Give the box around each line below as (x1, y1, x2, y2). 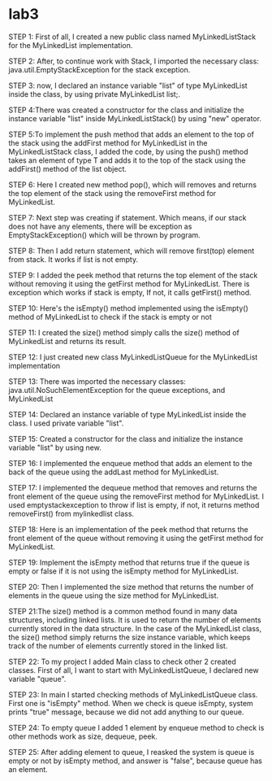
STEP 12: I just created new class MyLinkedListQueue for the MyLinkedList (8, 351, 258, 362)
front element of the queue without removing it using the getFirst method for (8, 533, 264, 543)
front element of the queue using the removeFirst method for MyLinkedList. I (8, 491, 265, 501)
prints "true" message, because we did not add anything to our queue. (8, 707, 244, 717)
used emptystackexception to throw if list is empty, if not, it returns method (8, 500, 260, 509)
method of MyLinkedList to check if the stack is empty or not (8, 312, 213, 321)
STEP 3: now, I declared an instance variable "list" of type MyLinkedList (8, 81, 248, 90)
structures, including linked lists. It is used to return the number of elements (8, 615, 261, 625)
